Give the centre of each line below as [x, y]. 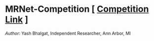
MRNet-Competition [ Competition [77, 9]
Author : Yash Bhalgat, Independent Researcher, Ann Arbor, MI [68, 33]
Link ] [17, 20]
